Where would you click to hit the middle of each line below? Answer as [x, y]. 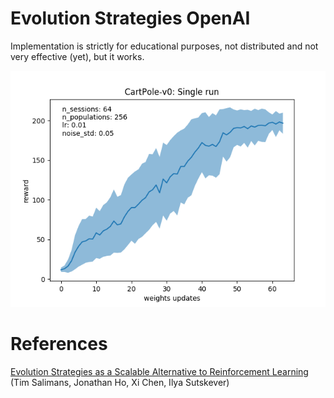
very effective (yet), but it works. [77, 56]
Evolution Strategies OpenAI [130, 18]
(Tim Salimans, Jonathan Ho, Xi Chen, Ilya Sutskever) [120, 382]
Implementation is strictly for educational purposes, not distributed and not [164, 46]
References [59, 344]
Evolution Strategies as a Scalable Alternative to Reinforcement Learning [159, 371]
